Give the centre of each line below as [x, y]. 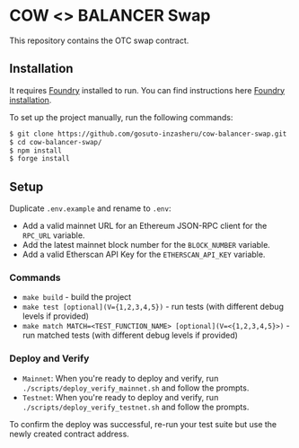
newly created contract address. [70, 434]
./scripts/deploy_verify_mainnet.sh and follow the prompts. [136, 388]
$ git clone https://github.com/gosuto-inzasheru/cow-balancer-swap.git [148, 134]
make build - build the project [77, 297]
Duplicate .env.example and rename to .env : [90, 208]
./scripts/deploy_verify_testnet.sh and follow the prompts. [136, 407]
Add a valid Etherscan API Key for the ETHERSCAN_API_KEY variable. [144, 255]
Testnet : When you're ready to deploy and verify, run [120, 397]
